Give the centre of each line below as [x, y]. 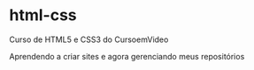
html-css [43, 15]
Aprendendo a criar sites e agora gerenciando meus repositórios [127, 56]
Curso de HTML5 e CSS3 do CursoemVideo [89, 39]
